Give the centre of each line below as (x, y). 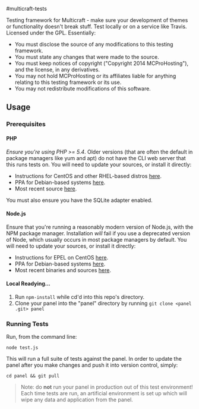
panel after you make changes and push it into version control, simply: (92, 365)
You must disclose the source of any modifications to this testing (94, 44)
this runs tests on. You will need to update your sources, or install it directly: (99, 164)
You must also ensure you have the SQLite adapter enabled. (79, 200)
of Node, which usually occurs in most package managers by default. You (97, 239)
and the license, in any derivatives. (57, 70)
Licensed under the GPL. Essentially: (51, 33)
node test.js (22, 348)
